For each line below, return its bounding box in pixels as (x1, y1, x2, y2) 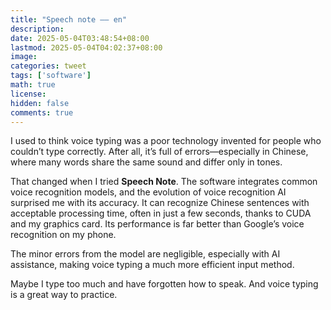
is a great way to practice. (10, 289, 118, 301)
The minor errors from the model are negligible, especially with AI (10, 248, 281, 260)
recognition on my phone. (10, 229, 117, 241)
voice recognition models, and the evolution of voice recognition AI (10, 186, 287, 198)
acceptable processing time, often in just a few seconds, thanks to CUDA (10, 207, 312, 220)
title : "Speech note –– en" (10, 14, 128, 25)
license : (10, 89, 47, 99)
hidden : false (10, 98, 70, 108)
